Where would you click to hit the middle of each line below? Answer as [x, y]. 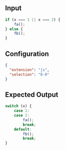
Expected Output [32, 94]
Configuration [27, 54]
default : [23, 129]
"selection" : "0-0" [30, 74]
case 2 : [22, 116]
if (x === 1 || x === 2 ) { [33, 19]
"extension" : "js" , [30, 70]
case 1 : [22, 111]
